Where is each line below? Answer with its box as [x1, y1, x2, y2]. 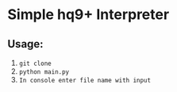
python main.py [18, 68, 70, 76]
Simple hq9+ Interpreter [7, 6, 170, 24]
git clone [18, 59, 52, 67]
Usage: [7, 37, 44, 51]
